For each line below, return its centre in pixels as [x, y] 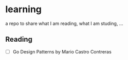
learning [24, 9]
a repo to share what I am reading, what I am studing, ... [64, 23]
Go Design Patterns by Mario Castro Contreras [62, 51]
